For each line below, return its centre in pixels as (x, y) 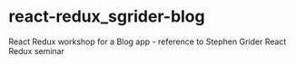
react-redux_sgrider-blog (107, 17)
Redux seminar (37, 50)
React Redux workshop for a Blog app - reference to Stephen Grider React (148, 41)
